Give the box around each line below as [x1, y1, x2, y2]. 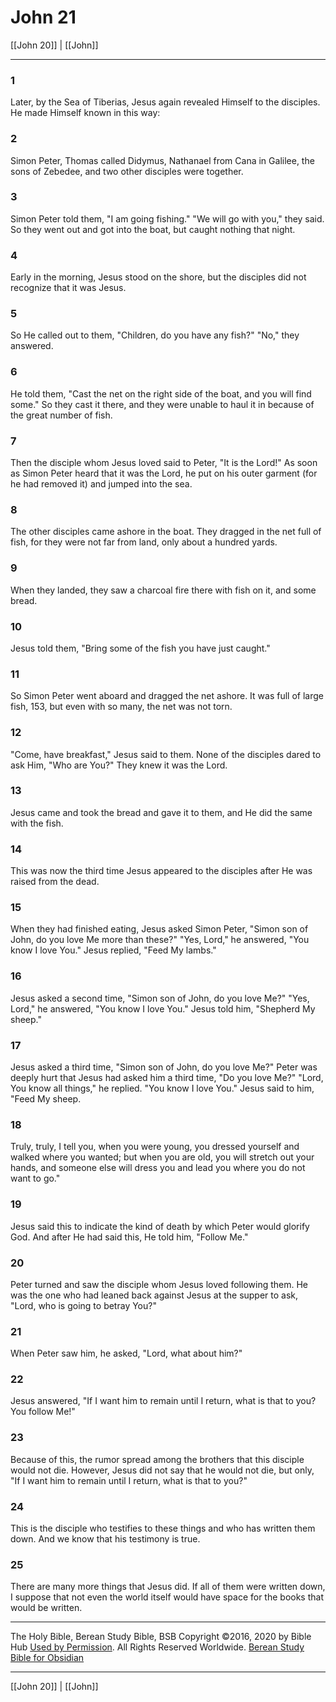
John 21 [10, 6, 77, 29]
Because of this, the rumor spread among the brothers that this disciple [10, 1453, 305, 1465]
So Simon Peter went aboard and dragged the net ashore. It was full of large [10, 690, 324, 702]
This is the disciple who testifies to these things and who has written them [10, 1522, 316, 1535]
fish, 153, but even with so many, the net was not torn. [10, 701, 233, 713]
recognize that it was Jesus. [10, 282, 127, 294]
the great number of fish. [10, 409, 113, 421]
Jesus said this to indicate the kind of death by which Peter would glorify [10, 1220, 310, 1232]
